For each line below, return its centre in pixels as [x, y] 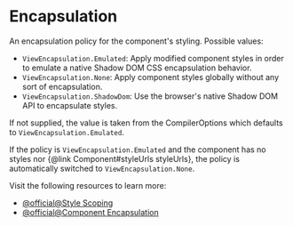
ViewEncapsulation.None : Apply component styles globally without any [150, 77]
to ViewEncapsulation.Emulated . [67, 132]
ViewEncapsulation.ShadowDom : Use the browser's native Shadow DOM [150, 96]
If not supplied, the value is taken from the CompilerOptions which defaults [146, 123]
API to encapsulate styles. [70, 105]
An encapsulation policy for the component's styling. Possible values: [136, 41]
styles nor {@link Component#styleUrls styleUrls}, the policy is [124, 158]
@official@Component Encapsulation [90, 212]
